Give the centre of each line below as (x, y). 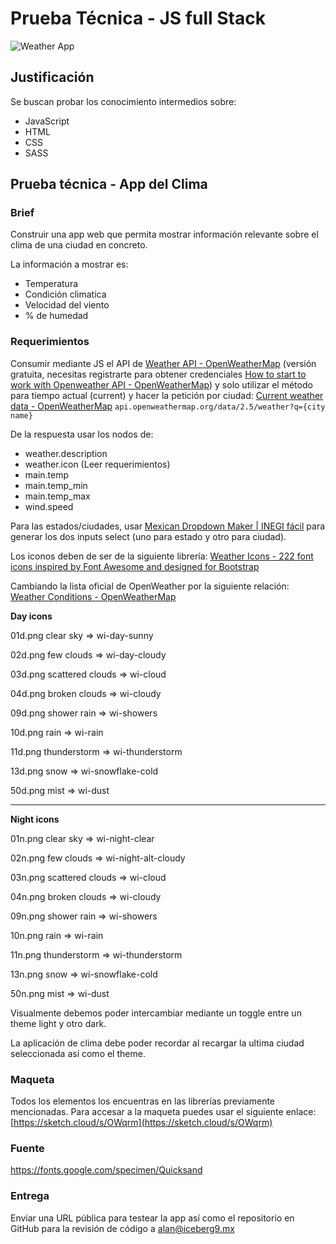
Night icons (35, 819)
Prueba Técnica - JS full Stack (138, 18)
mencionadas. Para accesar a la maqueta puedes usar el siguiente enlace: (163, 1112)
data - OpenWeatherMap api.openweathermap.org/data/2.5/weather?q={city (168, 406)
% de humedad (56, 316)
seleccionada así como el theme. (78, 1053)
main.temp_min (56, 485)
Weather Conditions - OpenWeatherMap (93, 596)
